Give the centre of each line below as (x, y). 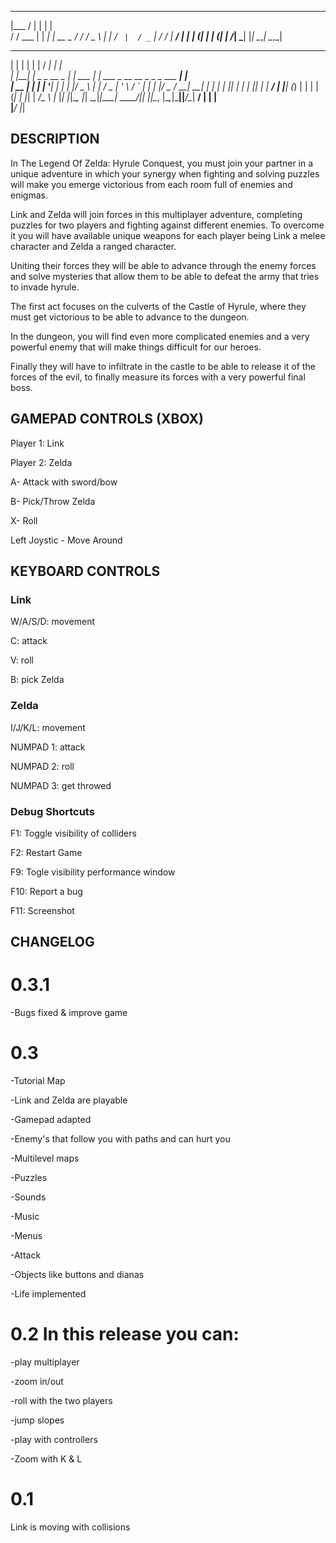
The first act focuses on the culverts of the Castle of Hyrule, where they (158, 306)
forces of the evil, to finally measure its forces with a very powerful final (158, 377)
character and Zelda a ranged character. (93, 246)
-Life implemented (48, 1294)
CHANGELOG (52, 942)
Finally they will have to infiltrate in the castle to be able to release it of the (163, 366)
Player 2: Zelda (41, 462)
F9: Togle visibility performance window (93, 872)
